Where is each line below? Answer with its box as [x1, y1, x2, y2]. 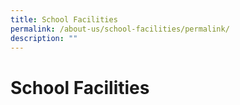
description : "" [10, 33, 78, 43]
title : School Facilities [10, 14, 118, 25]
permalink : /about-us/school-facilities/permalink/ [10, 24, 230, 34]
